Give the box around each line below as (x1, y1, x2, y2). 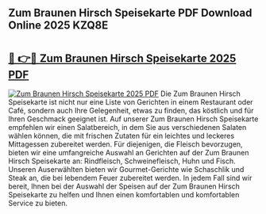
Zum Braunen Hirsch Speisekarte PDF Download (8, 6, 253, 20)
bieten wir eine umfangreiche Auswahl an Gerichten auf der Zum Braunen (8, 148, 249, 157)
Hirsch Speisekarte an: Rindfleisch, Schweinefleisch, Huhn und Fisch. (8, 156, 236, 166)
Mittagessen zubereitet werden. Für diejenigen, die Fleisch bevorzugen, (8, 139, 244, 149)
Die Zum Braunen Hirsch (160, 89, 241, 98)
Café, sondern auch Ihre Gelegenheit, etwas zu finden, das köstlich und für (8, 106, 254, 115)
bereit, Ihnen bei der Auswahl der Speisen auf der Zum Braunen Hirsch (8, 182, 241, 191)
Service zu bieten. (8, 198, 67, 208)
